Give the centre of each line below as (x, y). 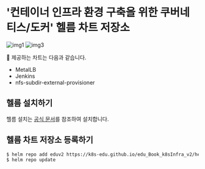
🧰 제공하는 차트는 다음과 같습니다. (46, 57)
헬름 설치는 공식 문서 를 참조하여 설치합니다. (58, 119)
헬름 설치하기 (30, 103)
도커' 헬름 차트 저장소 (80, 28)
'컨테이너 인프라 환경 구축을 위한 (82, 12)
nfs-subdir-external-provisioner (55, 82)
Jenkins (25, 76)
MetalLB (26, 69)
